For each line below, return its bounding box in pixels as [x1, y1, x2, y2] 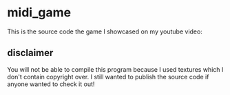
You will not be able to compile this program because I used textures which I [7, 65, 224, 73]
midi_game [7, 5, 71, 21]
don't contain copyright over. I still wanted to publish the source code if [7, 72, 209, 81]
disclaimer [7, 47, 54, 59]
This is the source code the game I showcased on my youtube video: [7, 27, 203, 36]
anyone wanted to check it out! [7, 80, 95, 88]
